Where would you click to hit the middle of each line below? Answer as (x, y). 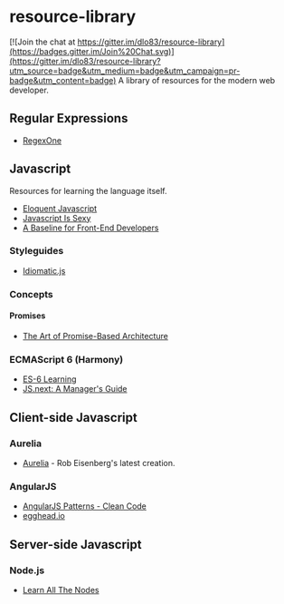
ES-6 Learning (49, 379)
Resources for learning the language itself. (88, 190)
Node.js (27, 570)
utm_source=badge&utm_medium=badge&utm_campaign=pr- (125, 71)
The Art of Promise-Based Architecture (95, 336)
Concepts (32, 294)
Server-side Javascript (76, 545)
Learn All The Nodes (61, 589)
